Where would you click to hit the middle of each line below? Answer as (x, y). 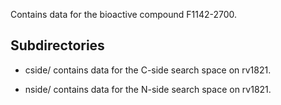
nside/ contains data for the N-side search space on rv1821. (148, 89)
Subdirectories (57, 45)
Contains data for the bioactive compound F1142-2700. (124, 14)
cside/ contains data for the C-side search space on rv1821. (148, 70)
